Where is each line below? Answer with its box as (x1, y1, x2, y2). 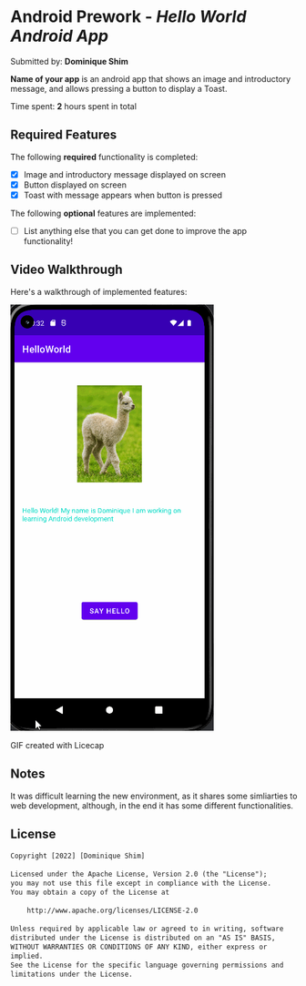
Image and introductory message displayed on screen (23, 168, 227, 179)
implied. (10, 951, 44, 961)
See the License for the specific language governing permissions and (10, 961, 284, 971)
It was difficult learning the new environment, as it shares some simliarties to (10, 790, 298, 801)
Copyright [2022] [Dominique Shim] (10, 851, 146, 861)
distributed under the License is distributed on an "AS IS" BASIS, (10, 933, 276, 943)
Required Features (10, 127, 117, 143)
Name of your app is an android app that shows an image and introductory (10, 73, 291, 84)
